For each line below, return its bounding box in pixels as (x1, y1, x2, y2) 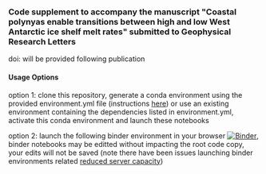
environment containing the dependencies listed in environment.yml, (8, 106, 234, 117)
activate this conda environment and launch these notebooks (8, 115, 209, 125)
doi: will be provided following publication (8, 54, 145, 64)
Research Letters (8, 36, 77, 47)
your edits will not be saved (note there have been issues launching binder (8, 148, 253, 157)
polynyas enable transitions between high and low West (8, 16, 230, 27)
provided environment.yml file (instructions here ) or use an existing (8, 99, 229, 108)
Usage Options (8, 72, 59, 82)
